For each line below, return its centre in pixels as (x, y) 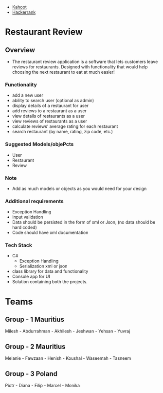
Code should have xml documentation (50, 233)
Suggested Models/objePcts (39, 145)
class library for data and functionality (50, 271)
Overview (20, 50)
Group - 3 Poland (31, 374)
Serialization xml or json (43, 266)
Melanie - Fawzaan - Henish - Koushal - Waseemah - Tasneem (68, 358)
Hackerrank (24, 12)
